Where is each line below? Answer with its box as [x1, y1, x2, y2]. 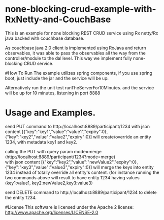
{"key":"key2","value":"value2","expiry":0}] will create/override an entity [5, 134, 151, 139]
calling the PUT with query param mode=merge [5, 148, 102, 154]
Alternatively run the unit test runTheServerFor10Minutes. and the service [5, 84, 154, 90]
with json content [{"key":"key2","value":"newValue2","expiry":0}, [5, 159, 138, 165]
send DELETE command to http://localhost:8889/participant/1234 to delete [5, 189, 157, 195]
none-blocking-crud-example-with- [5, 3, 157, 15]
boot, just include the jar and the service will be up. [5, 75, 109, 81]
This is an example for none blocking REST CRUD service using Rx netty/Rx [5, 30, 159, 36]
